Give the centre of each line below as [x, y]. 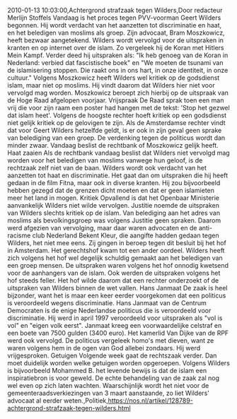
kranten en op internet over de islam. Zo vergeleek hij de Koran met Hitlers [116, 48]
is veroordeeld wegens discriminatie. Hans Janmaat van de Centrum [107, 303]
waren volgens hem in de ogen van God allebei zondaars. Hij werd [104, 348]
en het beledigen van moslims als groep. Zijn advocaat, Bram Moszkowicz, [116, 33]
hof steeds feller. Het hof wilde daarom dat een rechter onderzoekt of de [113, 281]
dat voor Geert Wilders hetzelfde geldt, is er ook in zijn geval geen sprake [115, 130]
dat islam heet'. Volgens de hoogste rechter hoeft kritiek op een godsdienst [117, 115]
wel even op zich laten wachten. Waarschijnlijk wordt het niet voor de [108, 385]
